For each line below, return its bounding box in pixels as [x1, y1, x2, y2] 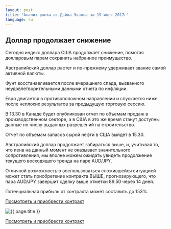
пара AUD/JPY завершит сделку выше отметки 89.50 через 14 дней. [5, 178, 155, 185]
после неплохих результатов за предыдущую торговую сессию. [5, 101, 146, 107]
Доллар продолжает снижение [5, 36, 111, 44]
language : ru [5, 17, 33, 22]
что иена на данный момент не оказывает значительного [5, 147, 131, 153]
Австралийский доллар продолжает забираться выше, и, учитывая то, [5, 142, 160, 148]
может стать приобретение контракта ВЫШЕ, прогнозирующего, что [5, 173, 156, 179]
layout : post [5, 7, 33, 13]
